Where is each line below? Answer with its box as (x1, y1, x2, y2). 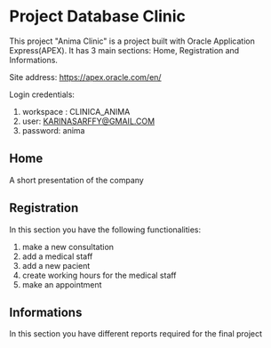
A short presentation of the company (9, 174, 144, 185)
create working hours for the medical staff (21, 270, 177, 280)
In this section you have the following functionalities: (9, 224, 202, 235)
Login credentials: (9, 89, 76, 100)
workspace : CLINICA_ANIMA (21, 106, 131, 117)
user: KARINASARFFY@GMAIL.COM (21, 116, 155, 126)
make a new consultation (21, 241, 114, 252)
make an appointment (21, 279, 102, 290)
